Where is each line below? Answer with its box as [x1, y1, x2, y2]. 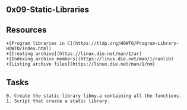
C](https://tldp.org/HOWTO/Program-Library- [67, 41, 179, 47]
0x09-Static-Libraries [6, 5, 90, 15]
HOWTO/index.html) [6, 46, 52, 52]
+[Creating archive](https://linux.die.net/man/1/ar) [6, 51, 142, 57]
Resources [6, 25, 47, 35]
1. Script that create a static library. [6, 98, 110, 104]
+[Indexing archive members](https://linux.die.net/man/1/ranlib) [6, 56, 174, 62]
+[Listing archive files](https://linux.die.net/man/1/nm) [6, 62, 156, 67]
